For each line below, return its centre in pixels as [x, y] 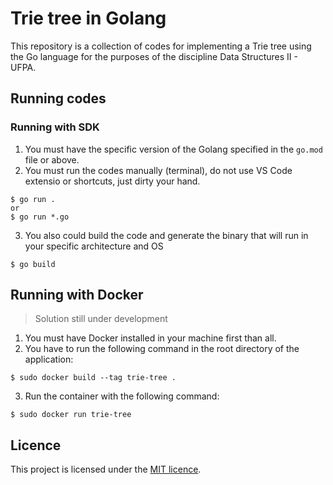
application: [49, 359]
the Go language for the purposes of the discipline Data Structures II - [154, 56]
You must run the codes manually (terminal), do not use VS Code [158, 170]
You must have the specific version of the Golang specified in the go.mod [173, 149]
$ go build [33, 264]
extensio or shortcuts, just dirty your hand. [112, 181]
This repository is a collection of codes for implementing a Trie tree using [161, 46]
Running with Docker [77, 295]
